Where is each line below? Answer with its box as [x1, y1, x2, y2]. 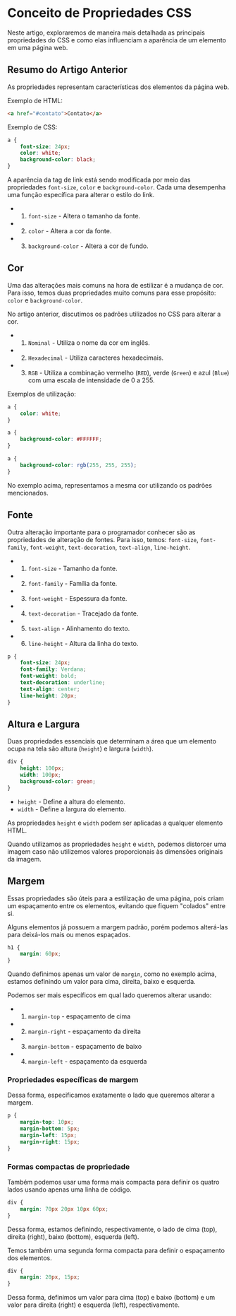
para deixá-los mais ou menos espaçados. [7, 930, 131, 939]
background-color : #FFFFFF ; [20, 436, 102, 443]
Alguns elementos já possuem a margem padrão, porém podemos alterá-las [7, 922, 228, 931]
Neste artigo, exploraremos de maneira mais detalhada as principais [7, 28, 206, 37]
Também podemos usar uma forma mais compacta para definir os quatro [7, 1177, 220, 1186]
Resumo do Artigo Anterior [7, 64, 128, 76]
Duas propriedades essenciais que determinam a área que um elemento [7, 737, 217, 746]
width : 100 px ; [20, 772, 61, 779]
